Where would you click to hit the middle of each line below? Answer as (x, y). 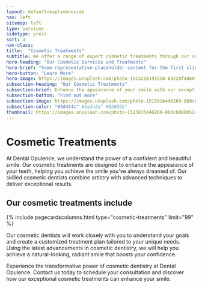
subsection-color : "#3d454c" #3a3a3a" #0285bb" (67, 106)
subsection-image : (29, 101)
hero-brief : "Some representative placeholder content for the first (95, 67)
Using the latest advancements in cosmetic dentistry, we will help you (93, 248)
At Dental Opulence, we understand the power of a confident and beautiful (99, 158)
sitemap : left (24, 23)
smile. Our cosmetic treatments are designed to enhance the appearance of (100, 165)
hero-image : (21, 79)
